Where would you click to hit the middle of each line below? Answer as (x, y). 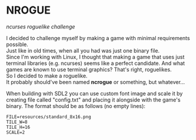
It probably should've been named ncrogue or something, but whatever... (96, 82)
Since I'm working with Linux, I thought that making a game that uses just (95, 57)
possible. (17, 44)
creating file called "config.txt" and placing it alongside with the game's (93, 100)
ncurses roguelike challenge (41, 27)
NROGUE (28, 10)
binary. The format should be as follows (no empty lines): (76, 106)
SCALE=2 (16, 132)
